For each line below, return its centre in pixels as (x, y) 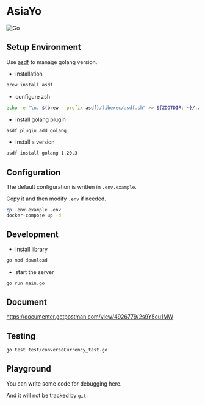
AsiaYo (24, 11)
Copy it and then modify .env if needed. (56, 199)
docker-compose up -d (34, 215)
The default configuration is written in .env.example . (72, 187)
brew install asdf (30, 85)
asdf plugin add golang (37, 130)
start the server (34, 272)
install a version (35, 142)
